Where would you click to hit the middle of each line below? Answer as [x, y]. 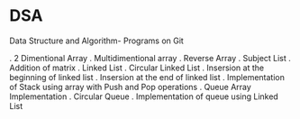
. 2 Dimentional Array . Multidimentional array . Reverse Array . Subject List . [150, 58]
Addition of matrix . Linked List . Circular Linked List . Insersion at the [136, 68]
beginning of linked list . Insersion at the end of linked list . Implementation [147, 77]
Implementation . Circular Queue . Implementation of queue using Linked [144, 96]
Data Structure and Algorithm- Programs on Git [97, 41]
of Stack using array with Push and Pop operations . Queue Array [131, 87]
